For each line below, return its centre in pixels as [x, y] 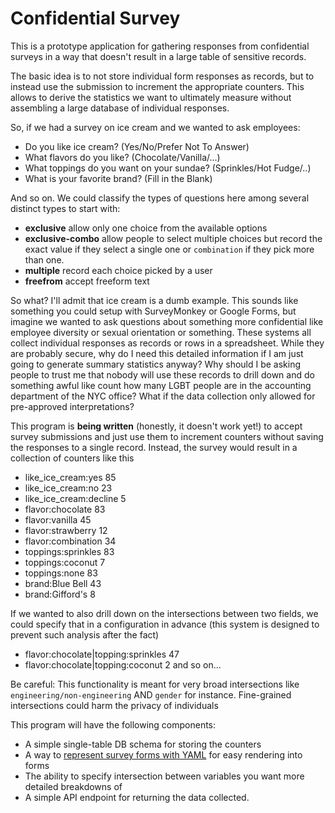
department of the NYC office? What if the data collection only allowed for [163, 396]
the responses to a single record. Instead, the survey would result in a [154, 447]
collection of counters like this [72, 458]
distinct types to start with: [65, 208]
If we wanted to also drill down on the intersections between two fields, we [164, 613]
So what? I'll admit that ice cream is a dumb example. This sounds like [154, 300]
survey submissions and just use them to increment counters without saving [167, 436]
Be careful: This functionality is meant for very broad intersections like [155, 684]
